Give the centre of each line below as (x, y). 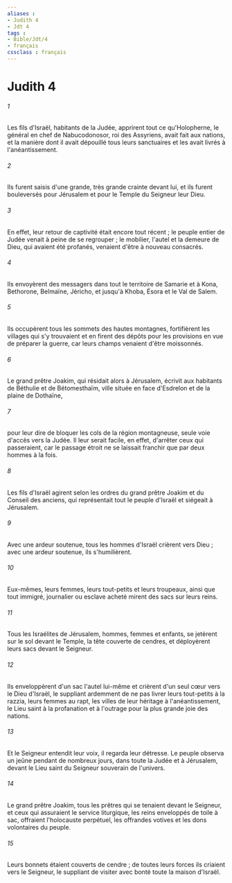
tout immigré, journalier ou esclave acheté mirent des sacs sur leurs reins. (113, 597)
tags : (17, 33)
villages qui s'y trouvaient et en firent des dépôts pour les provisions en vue (115, 336)
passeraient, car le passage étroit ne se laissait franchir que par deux (106, 447)
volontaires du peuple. (39, 827)
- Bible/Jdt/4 (28, 40)
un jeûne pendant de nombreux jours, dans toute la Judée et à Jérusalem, (113, 760)
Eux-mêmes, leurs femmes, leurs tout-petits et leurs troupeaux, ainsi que (111, 590)
